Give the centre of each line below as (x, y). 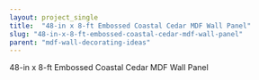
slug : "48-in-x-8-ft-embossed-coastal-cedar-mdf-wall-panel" (126, 34)
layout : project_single (54, 17)
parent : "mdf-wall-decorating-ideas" (80, 42)
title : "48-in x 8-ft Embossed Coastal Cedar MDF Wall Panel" (130, 26)
